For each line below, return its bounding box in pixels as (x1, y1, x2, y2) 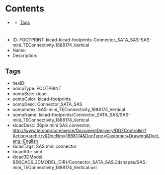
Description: (12, 53, 38, 58)
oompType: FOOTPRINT (12, 85, 62, 91)
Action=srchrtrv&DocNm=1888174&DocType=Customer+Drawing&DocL (12, 132, 160, 139)
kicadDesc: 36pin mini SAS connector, (12, 122, 91, 128)
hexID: (12, 80, 26, 86)
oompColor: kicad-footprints (12, 96, 71, 102)
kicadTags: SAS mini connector (12, 143, 77, 149)
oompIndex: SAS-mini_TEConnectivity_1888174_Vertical (12, 106, 125, 112)
